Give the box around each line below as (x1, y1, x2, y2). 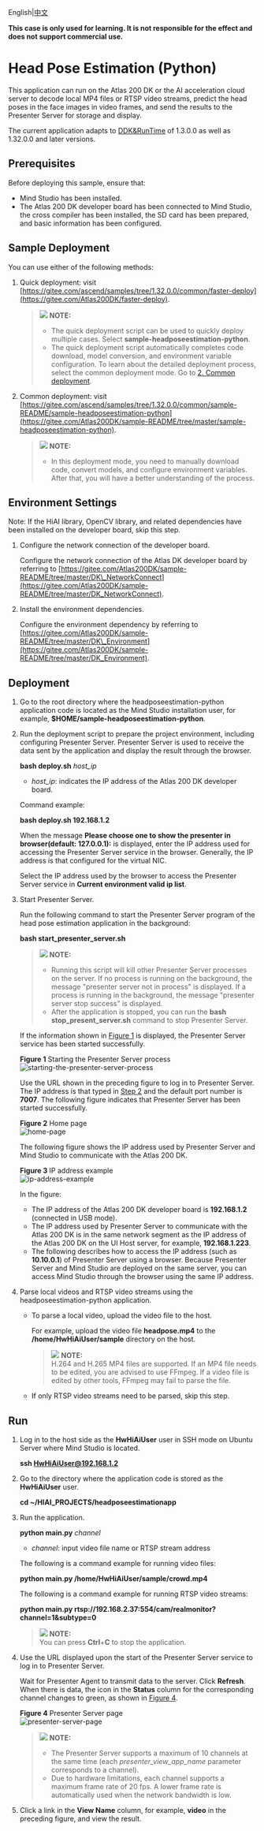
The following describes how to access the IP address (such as (31, 1247, 237, 1256)
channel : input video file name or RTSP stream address (31, 1543, 211, 1553)
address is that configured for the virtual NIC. (19, 856, 167, 866)
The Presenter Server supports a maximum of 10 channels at (50, 1748, 248, 1758)
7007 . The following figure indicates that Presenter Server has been (19, 1095, 240, 1105)
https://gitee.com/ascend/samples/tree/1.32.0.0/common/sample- (22, 400, 238, 409)
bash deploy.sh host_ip (19, 761, 97, 771)
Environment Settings (8, 496, 117, 509)
